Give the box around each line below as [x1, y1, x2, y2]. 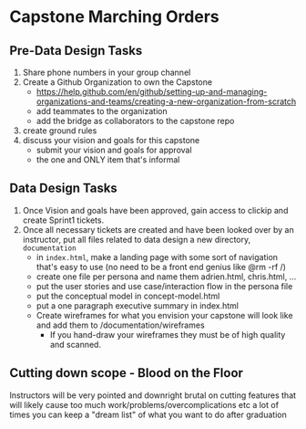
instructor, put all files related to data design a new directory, [22, 234, 251, 245]
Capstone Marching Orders [9, 6, 220, 27]
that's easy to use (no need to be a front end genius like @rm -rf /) [36, 261, 287, 272]
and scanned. [49, 339, 102, 350]
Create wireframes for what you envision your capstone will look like [36, 309, 293, 320]
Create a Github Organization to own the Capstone [22, 77, 212, 88]
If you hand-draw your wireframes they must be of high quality [49, 329, 286, 340]
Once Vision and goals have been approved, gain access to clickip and [22, 204, 289, 215]
